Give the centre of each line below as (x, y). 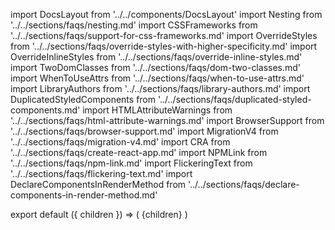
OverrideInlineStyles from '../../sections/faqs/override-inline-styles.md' (156, 57)
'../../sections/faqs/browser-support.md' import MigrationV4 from (144, 131)
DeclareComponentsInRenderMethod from (98, 184)
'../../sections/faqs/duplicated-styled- (234, 99)
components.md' (45, 110)
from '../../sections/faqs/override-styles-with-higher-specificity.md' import (164, 46)
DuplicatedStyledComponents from (83, 99)
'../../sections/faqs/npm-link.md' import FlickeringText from (131, 163)
